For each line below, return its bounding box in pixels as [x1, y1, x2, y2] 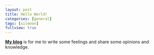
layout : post [5, 7, 32, 12]
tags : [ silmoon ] [5, 21, 39, 26]
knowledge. [5, 44, 29, 50]
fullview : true [5, 26, 37, 30]
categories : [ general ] [5, 16, 52, 21]
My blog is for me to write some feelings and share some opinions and [5, 39, 150, 45]
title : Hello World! [5, 12, 48, 17]
